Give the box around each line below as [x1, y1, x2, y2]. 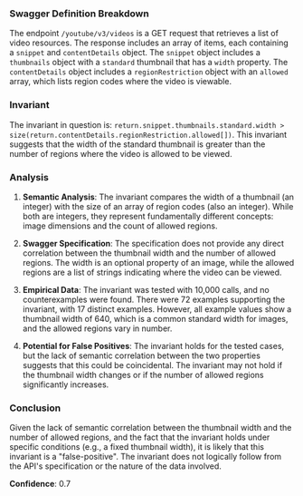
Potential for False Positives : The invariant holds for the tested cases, [22, 340, 285, 351]
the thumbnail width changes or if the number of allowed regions [22, 369, 264, 380]
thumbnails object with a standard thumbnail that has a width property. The [9, 57, 289, 68]
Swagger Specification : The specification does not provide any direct [22, 238, 285, 248]
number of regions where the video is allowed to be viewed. [9, 148, 232, 159]
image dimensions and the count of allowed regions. [22, 220, 218, 231]
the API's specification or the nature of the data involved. [9, 461, 222, 472]
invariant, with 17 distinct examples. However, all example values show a [22, 303, 292, 315]
